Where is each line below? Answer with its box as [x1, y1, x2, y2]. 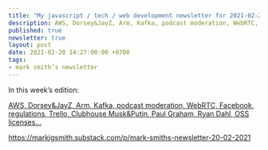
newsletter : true [8, 33, 66, 42]
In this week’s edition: [8, 85, 80, 94]
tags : [8, 56, 26, 64]
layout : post [8, 41, 52, 49]
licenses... [8, 117, 42, 127]
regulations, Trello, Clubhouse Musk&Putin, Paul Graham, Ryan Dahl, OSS [8, 109, 250, 118]
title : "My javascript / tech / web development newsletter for [8, 11, 227, 20]
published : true [8, 26, 62, 34]
